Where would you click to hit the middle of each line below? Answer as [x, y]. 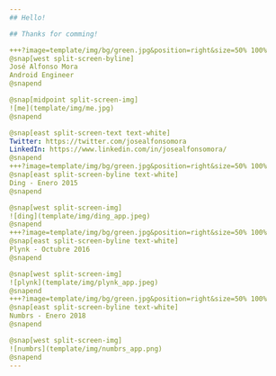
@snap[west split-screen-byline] [72, 58]
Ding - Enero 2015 [44, 183]
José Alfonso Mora [44, 67]
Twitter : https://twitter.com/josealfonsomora [98, 141]
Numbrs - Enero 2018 [48, 316]
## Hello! [28, 18]
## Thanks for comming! [54, 34]
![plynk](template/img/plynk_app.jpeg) [84, 282]
